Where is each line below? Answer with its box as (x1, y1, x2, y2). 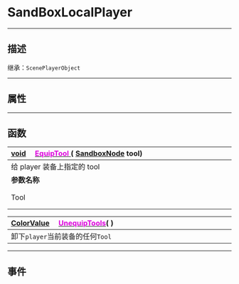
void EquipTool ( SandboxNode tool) (11, 148, 143, 158)
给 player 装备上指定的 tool (11, 162, 100, 172)
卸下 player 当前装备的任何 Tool (11, 231, 112, 241)
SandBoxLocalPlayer (7, 4, 133, 21)
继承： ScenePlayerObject (7, 63, 80, 72)
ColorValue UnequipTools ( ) (11, 218, 114, 228)
